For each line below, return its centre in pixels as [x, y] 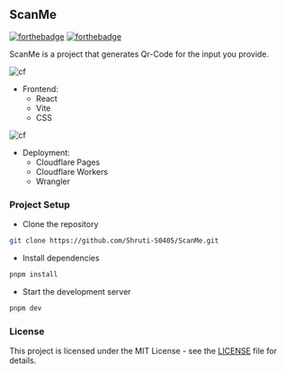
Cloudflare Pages [68, 162]
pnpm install [34, 274]
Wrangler [53, 181]
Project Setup [40, 205]
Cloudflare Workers [72, 171]
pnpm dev [26, 308]
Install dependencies [61, 258]
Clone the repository [60, 224]
